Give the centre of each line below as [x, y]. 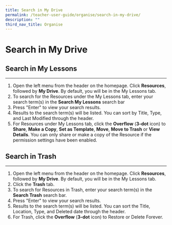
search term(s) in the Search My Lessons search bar [69, 102]
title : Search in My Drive [34, 10]
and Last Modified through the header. [53, 118]
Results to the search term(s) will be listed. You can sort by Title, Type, [87, 113]
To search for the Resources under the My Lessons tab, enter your [83, 97]
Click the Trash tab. [34, 185]
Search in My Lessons [41, 68]
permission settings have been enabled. [55, 140]
